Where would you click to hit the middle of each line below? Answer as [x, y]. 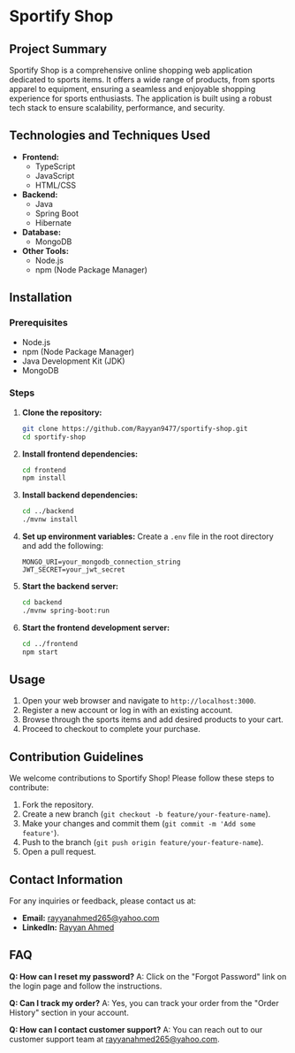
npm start [40, 652]
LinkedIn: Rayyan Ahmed [68, 927]
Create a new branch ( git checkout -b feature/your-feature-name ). [146, 814]
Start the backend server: [70, 587]
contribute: [29, 788]
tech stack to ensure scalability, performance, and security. [117, 108]
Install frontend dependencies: [80, 454]
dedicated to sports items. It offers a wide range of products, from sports [142, 80]
